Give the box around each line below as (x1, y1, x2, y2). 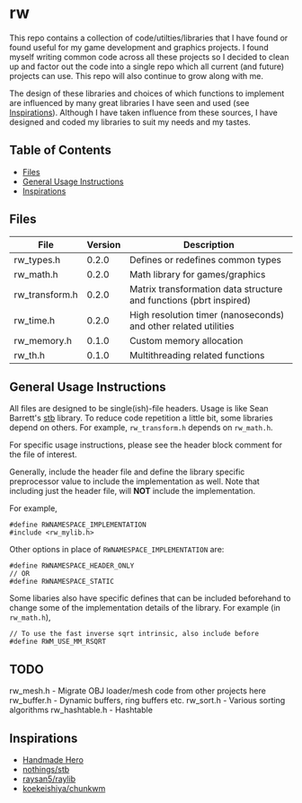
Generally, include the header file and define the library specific (9, 466, 245, 478)
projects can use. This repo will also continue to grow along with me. (9, 70, 263, 81)
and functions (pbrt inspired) (129, 294, 252, 306)
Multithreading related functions (129, 349, 265, 361)
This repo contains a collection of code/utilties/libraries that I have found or (9, 32, 289, 43)
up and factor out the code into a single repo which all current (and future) (9, 61, 285, 72)
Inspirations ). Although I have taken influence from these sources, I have (9, 107, 279, 118)
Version (86, 238, 121, 251)
